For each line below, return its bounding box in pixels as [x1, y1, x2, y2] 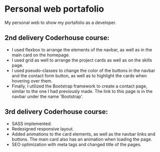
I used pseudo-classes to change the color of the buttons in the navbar [11, 67, 155, 73]
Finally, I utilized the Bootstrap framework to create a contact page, [11, 83, 148, 89]
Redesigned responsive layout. [11, 126, 74, 131]
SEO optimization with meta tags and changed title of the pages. [11, 141, 142, 147]
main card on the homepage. [11, 52, 70, 58]
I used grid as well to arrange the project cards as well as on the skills [11, 57, 152, 63]
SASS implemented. [11, 121, 52, 127]
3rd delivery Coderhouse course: [4, 108, 108, 116]
